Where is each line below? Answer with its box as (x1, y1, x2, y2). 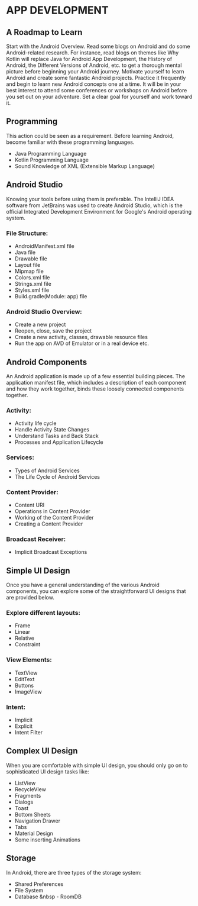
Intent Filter (14, 728, 43, 736)
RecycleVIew (14, 785, 46, 793)
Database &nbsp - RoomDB (14, 893, 82, 900)
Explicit (14, 723, 33, 730)
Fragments (14, 792, 41, 799)
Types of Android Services (14, 467, 80, 474)
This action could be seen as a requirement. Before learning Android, (6, 132, 174, 139)
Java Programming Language (14, 150, 87, 157)
